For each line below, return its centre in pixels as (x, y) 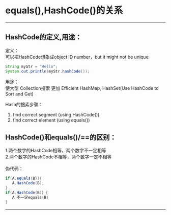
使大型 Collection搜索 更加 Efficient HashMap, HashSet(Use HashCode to (82, 88)
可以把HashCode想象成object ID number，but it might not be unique (77, 57)
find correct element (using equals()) (51, 120)
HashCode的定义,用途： (44, 37)
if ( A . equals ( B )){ (24, 178)
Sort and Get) (20, 94)
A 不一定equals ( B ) (30, 197)
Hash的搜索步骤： (24, 104)
